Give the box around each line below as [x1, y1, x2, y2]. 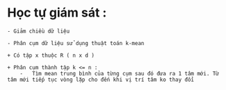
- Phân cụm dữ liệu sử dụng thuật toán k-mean [7, 39, 145, 46]
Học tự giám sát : [7, 5, 107, 21]
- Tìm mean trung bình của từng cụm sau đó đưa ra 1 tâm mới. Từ [19, 70, 219, 77]
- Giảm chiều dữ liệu [7, 28, 70, 35]
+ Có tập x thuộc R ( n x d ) [7, 52, 95, 59]
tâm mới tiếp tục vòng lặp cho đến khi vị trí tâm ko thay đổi [7, 76, 195, 83]
